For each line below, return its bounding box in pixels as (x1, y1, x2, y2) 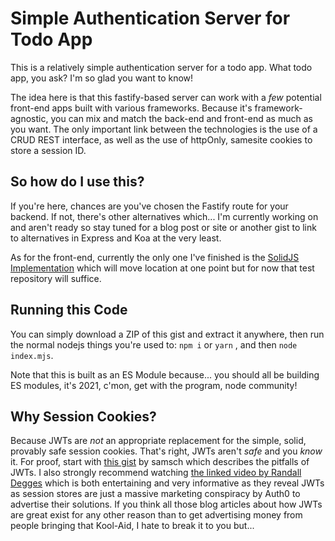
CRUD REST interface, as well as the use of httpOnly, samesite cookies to (10, 133, 313, 146)
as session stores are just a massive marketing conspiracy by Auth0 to (10, 488, 301, 500)
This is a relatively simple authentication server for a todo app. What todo (10, 61, 313, 73)
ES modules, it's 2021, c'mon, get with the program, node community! (10, 379, 298, 391)
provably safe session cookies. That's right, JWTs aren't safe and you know (10, 445, 323, 457)
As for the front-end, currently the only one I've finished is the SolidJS (10, 251, 300, 263)
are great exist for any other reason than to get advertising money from (10, 509, 303, 521)
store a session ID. (10, 144, 87, 156)
